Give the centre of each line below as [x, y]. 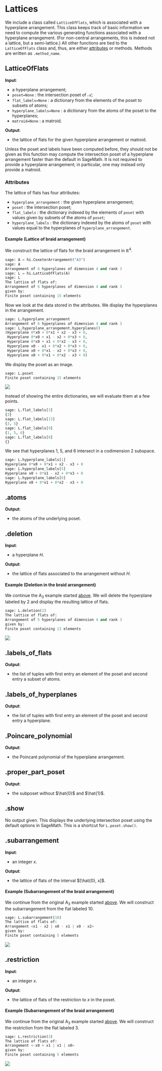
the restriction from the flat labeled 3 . [42, 1028]
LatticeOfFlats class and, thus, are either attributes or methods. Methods [79, 48]
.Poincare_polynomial [39, 736]
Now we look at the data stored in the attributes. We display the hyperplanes [81, 305]
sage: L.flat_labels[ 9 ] [29, 428]
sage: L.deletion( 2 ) [26, 611]
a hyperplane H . [28, 555]
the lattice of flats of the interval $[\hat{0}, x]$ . [59, 880]
